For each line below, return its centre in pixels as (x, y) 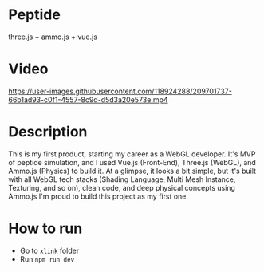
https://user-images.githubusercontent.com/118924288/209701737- (120, 91)
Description (48, 132)
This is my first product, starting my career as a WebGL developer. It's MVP (132, 154)
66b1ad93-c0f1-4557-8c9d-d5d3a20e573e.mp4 (89, 99)
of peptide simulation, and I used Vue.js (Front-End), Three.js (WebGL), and (132, 162)
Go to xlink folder (49, 250)
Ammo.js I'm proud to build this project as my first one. (99, 196)
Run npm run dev (47, 259)
